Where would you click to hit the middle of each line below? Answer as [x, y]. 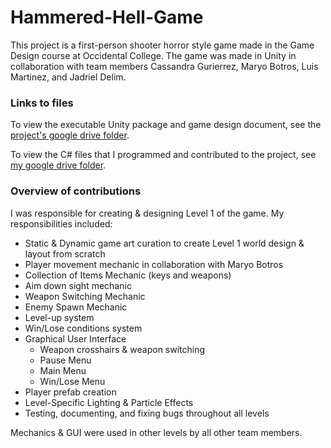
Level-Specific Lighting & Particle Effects [109, 402]
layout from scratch [65, 253]
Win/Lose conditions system [83, 328]
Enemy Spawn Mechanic [76, 307]
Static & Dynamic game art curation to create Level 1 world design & [164, 243]
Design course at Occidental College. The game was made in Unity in [153, 55]
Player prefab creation [70, 392]
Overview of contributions [76, 191]
